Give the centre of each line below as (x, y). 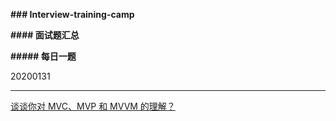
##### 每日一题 (43, 56)
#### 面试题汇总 (45, 35)
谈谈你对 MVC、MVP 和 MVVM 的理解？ (93, 106)
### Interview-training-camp (72, 14)
